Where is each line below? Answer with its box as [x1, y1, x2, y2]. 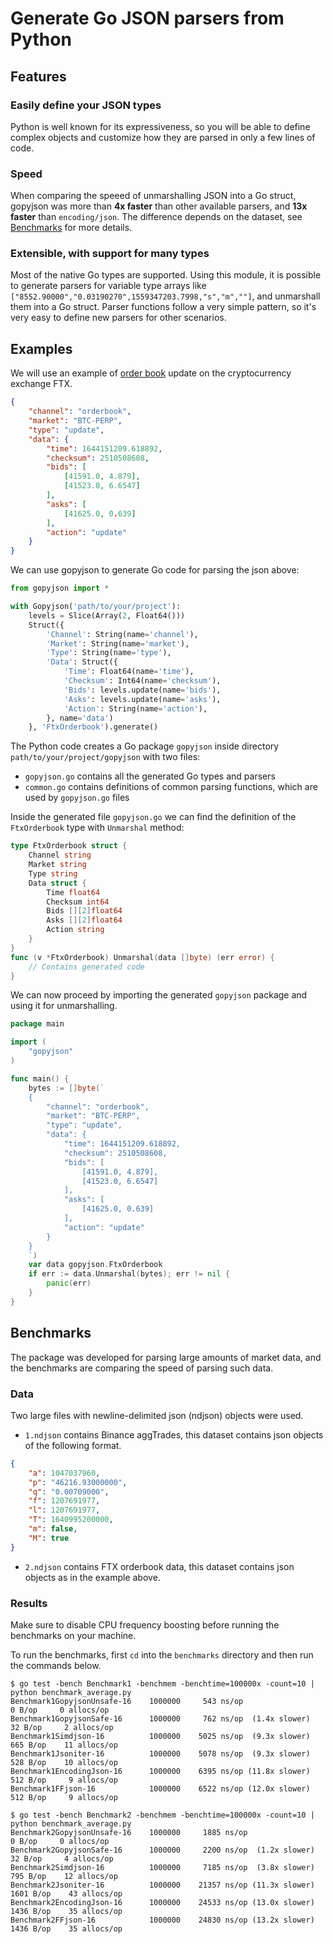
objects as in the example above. [24, 1571, 161, 1583]
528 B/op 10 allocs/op [10, 1757, 118, 1767]
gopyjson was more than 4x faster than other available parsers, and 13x [10, 200, 308, 212]
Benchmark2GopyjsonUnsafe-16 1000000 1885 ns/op [10, 1827, 248, 1837]
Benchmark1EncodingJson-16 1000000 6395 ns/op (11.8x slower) [10, 1766, 311, 1776]
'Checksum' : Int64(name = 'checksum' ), [63, 676, 222, 686]
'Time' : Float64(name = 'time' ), [63, 667, 195, 677]
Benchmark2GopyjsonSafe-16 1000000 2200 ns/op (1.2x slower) [10, 1845, 315, 1855]
